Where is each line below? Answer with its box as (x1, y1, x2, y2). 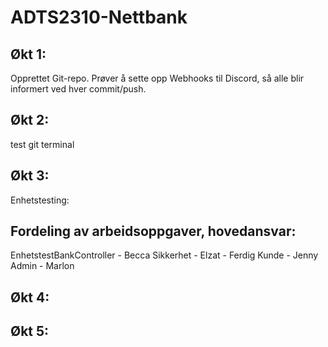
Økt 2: (10, 112, 50, 129)
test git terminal (10, 138, 75, 150)
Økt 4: (10, 289, 50, 306)
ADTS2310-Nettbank (10, 6, 188, 29)
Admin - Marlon (10, 260, 75, 272)
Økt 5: (10, 323, 50, 340)
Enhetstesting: (10, 194, 70, 206)
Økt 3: (10, 167, 50, 185)
